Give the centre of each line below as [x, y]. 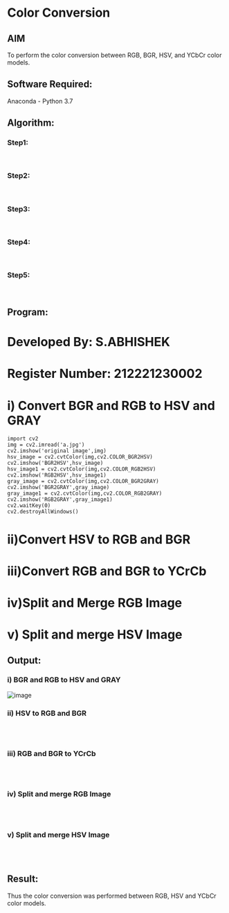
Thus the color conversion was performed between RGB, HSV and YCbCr [112, 896]
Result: [23, 879]
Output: [24, 660]
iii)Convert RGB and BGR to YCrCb [107, 571]
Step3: [19, 208]
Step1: [18, 142]
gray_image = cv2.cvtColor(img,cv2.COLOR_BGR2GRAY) [83, 482]
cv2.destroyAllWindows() [43, 512]
